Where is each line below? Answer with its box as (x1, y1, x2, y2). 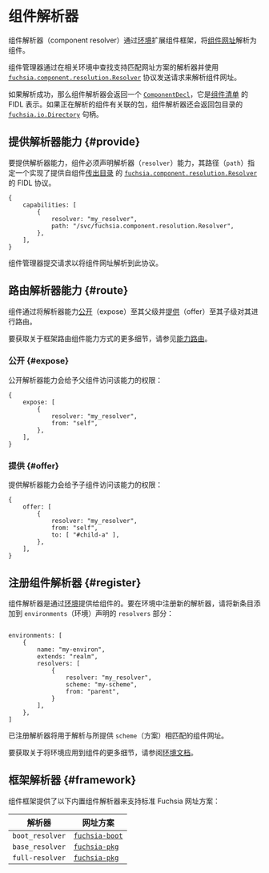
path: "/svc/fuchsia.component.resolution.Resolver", (50, 222, 235, 230)
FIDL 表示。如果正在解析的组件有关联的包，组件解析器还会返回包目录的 (8, 99, 243, 109)
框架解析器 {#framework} (8, 774, 136, 787)
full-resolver (12, 853, 66, 862)
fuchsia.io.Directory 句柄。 (8, 109, 104, 119)
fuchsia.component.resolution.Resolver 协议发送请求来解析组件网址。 (8, 72, 242, 82)
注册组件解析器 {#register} (8, 576, 142, 589)
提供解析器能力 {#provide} (8, 135, 141, 149)
